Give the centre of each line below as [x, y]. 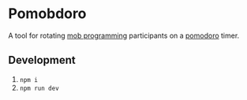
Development [42, 60]
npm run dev [39, 88]
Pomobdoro [47, 14]
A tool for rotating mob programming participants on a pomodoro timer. [124, 35]
